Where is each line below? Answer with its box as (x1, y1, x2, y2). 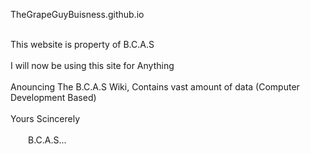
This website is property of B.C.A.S (10, 39, 155, 50)
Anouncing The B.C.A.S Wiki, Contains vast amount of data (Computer (10, 81, 300, 93)
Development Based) (10, 92, 97, 103)
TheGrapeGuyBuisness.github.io (10, 9, 145, 20)
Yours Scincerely (10, 113, 81, 124)
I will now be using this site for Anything (10, 60, 175, 71)
